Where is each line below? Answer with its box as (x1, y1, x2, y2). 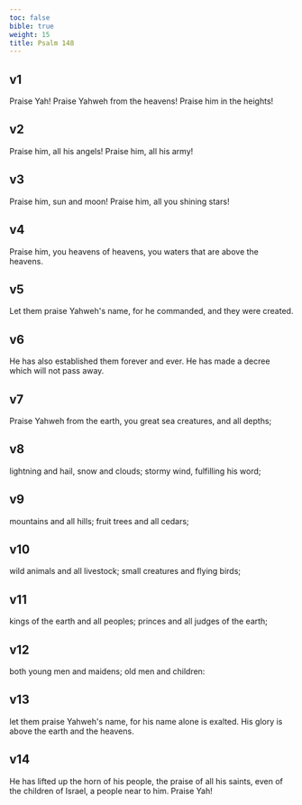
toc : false (9, 13, 50, 23)
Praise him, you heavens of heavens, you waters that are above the (9, 245, 260, 257)
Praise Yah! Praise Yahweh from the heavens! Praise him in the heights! (9, 96, 274, 106)
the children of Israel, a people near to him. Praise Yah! (9, 785, 214, 796)
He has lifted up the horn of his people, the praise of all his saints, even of (9, 775, 284, 786)
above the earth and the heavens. (9, 726, 134, 736)
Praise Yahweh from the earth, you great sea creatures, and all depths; (9, 415, 272, 426)
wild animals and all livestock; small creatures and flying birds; (9, 566, 242, 577)
